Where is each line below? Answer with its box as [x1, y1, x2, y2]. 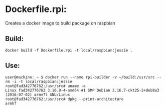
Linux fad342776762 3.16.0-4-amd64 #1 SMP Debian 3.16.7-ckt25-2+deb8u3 [5, 87, 160, 93]
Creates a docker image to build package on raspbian [5, 20, 116, 26]
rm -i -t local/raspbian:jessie [5, 79, 72, 84]
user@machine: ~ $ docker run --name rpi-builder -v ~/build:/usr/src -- [5, 74, 162, 79]
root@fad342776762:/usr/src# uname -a [5, 83, 86, 88]
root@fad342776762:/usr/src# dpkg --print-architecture [5, 96, 124, 101]
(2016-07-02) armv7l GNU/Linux [5, 92, 70, 97]
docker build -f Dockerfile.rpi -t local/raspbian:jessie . [5, 47, 133, 53]
